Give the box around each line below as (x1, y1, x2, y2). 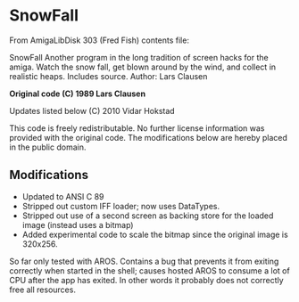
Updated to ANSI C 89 (21, 191, 104, 201)
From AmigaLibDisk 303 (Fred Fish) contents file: (9, 35, 190, 45)
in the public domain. (9, 142, 87, 152)
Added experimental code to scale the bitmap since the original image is (21, 229, 288, 240)
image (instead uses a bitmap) (21, 219, 134, 230)
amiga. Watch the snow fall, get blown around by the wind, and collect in (9, 61, 277, 72)
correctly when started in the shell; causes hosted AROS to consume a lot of (9, 265, 290, 276)
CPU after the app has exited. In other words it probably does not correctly (9, 274, 284, 285)
